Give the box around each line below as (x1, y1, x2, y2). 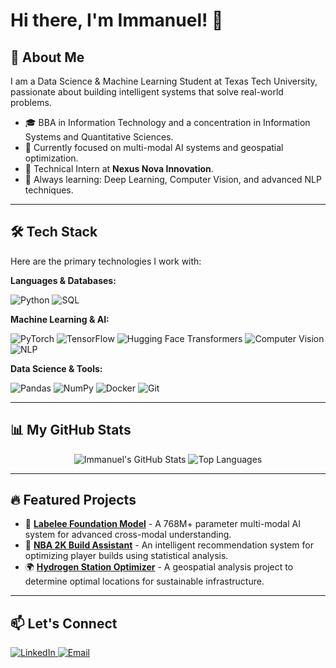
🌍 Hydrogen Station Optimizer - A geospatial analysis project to (24, 561, 294, 573)
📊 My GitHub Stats (10, 422, 132, 439)
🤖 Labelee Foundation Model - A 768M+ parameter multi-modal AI (24, 518, 301, 530)
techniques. (24, 184, 74, 196)
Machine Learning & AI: (10, 313, 110, 325)
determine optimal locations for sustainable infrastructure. (24, 575, 265, 588)
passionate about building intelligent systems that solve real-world (10, 86, 284, 98)
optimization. (24, 152, 79, 164)
